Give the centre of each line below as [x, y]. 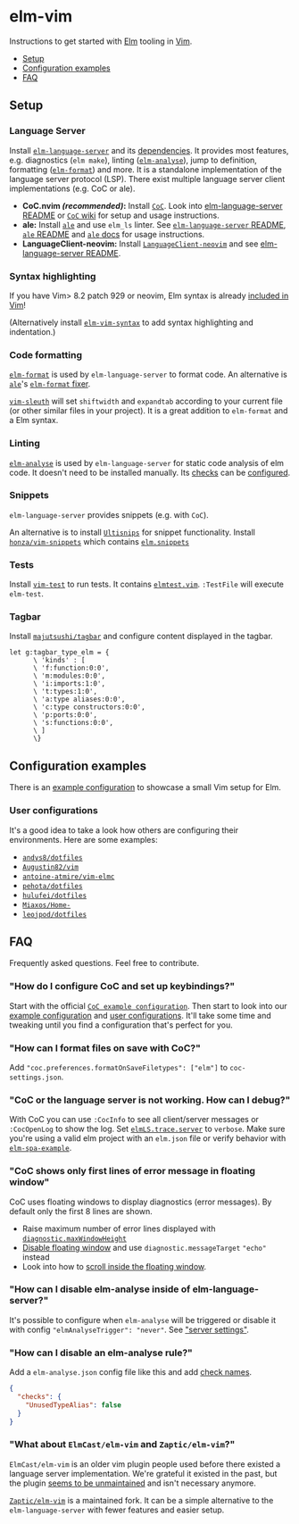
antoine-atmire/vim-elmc [68, 877]
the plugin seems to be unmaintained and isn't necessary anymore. [133, 1483]
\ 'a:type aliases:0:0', [79, 700]
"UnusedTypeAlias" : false [74, 1405]
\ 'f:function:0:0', [71, 668]
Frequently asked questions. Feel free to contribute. [104, 963]
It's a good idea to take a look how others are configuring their [124, 830]
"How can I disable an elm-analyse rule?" [101, 1353]
